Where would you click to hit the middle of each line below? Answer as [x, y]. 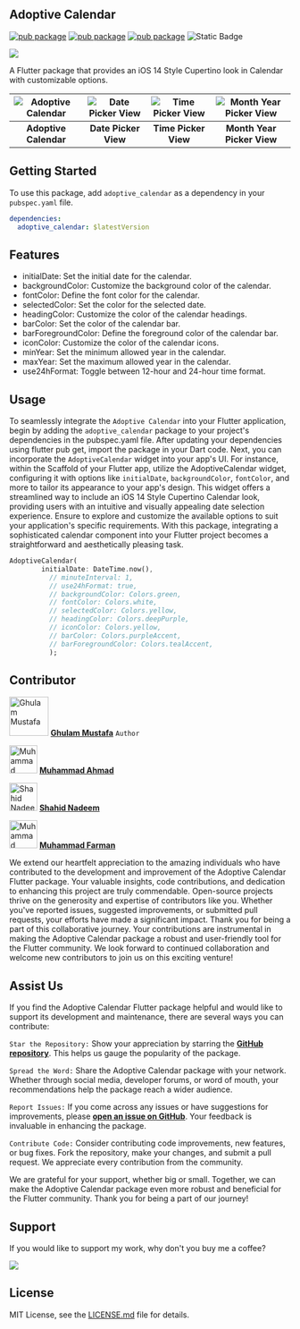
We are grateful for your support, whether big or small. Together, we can [142, 1180]
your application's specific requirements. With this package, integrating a [144, 525]
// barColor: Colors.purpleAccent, [115, 635]
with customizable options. [59, 80]
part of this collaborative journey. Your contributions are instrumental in [140, 929]
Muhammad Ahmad [76, 770]
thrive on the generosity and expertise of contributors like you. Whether [141, 901]
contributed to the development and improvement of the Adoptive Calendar [148, 872]
